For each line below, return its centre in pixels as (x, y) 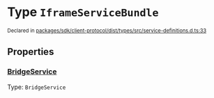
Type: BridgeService (37, 87)
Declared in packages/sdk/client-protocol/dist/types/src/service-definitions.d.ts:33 (107, 31)
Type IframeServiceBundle (83, 12)
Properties (31, 52)
